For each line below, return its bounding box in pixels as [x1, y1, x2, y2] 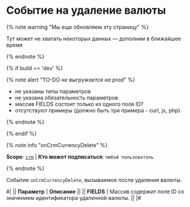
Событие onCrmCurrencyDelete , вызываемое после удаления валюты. [6, 176, 182, 183]
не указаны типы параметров [14, 87, 91, 95]
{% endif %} [6, 130, 37, 137]
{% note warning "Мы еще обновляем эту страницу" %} [6, 23, 149, 31]
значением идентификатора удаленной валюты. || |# [6, 194, 141, 201]
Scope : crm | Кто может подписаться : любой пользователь [6, 153, 154, 160]
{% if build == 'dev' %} [6, 64, 63, 72]
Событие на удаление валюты [6, 4, 166, 17]
